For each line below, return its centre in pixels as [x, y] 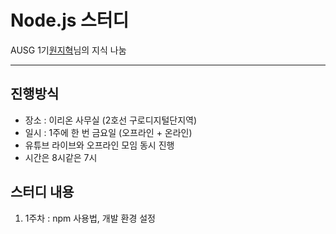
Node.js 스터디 [70, 20]
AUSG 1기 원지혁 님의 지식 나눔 [68, 50]
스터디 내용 [42, 192]
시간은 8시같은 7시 [61, 157]
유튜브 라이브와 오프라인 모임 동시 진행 [99, 145]
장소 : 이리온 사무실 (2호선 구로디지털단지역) [111, 120]
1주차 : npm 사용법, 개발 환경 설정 [90, 218]
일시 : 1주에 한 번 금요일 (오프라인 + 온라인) [108, 132]
